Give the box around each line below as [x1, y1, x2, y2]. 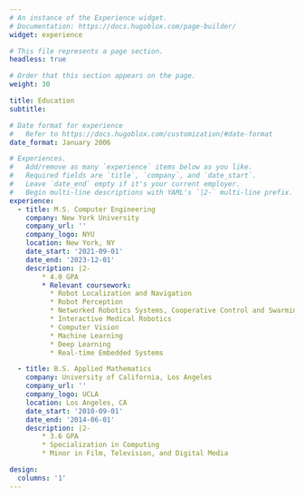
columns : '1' [17, 473, 67, 482]
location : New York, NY [25, 239, 116, 248]
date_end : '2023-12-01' [25, 255, 116, 264]
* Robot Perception [49, 297, 124, 307]
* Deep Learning [49, 339, 111, 349]
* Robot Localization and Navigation [49, 289, 193, 298]
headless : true [9, 55, 67, 64]
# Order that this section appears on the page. [9, 72, 196, 81]
